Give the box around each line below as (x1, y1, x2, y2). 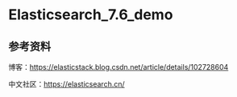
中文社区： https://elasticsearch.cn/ (8, 79, 125, 89)
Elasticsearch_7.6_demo (8, 6, 173, 24)
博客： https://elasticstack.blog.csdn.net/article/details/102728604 (8, 63, 229, 71)
